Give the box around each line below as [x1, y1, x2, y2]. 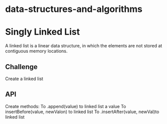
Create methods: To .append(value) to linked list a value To [5, 103, 126, 109]
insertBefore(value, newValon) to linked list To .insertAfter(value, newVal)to [5, 109, 160, 115]
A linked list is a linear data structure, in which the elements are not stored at [5, 43, 163, 49]
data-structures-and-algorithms [5, 3, 143, 15]
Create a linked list [5, 76, 43, 82]
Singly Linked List [5, 26, 80, 38]
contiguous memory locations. [5, 48, 68, 54]
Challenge [5, 62, 38, 71]
